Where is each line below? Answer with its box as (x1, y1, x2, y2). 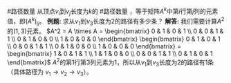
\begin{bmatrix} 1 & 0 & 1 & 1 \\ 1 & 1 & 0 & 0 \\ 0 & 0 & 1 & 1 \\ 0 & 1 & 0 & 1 (7, 49, 213, 57)
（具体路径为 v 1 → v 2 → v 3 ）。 (7, 68, 93, 78)
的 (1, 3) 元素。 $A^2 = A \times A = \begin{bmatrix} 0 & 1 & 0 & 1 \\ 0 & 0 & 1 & (7, 27, 224, 35)
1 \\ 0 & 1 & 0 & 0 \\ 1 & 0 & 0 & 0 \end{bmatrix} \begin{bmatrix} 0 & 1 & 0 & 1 (7, 35, 221, 43)
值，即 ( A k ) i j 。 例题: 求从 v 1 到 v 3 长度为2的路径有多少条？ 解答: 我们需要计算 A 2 (7, 16, 225, 27)
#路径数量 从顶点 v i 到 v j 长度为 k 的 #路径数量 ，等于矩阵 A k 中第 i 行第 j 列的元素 (7, 6, 219, 17)
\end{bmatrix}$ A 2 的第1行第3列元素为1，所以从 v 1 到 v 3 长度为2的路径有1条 (7, 57, 214, 68)
